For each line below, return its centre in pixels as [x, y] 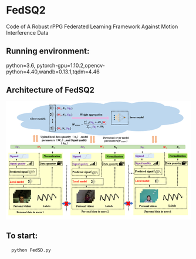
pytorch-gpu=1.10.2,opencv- [71, 65]
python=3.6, [21, 65]
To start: [22, 236]
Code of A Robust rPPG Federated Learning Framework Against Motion [92, 26]
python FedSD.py [31, 250]
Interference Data [27, 32]
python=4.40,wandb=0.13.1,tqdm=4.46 [53, 72]
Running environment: [48, 51]
